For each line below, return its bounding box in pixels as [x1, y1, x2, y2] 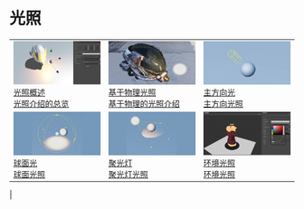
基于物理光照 [108, 87, 157, 98]
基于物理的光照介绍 [108, 98, 180, 109]
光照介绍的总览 [13, 98, 70, 109]
